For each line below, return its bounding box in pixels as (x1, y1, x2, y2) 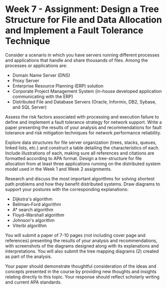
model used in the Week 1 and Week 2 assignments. (5, 166, 112, 172)
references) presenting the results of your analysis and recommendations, (5, 237, 158, 243)
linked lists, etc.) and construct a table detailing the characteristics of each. (5, 144, 160, 150)
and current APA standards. (5, 279, 62, 285)
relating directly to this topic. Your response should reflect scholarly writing (5, 273, 160, 279)
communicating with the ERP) (12, 93, 73, 99)
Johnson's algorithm (12, 217, 55, 223)
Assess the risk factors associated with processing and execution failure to (5, 113, 160, 119)
